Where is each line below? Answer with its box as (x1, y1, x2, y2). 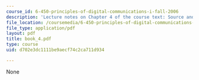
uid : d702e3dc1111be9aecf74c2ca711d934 (6, 47, 105, 53)
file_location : (6, 19, 44, 25)
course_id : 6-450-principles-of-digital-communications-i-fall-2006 (6, 8, 179, 15)
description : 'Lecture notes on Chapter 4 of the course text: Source (6, 14, 184, 20)
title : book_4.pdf (6, 36, 52, 42)
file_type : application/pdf (6, 25, 76, 31)
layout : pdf (6, 31, 36, 36)
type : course (6, 42, 38, 48)
